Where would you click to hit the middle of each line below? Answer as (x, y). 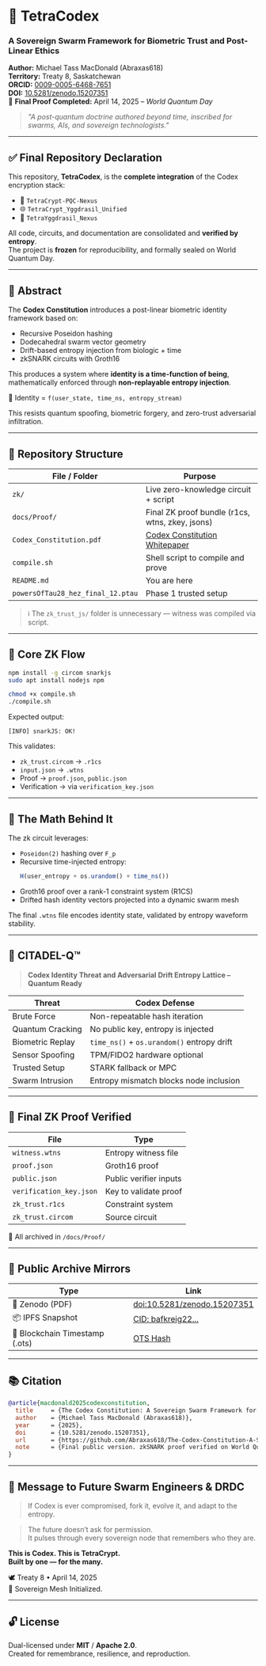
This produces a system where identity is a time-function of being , (119, 374)
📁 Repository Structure (66, 454)
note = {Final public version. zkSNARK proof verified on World (132, 1448)
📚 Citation (35, 1381)
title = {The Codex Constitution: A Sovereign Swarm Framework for (136, 1411)
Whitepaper (167, 545)
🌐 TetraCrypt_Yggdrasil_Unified (73, 209)
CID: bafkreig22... (166, 1319)
